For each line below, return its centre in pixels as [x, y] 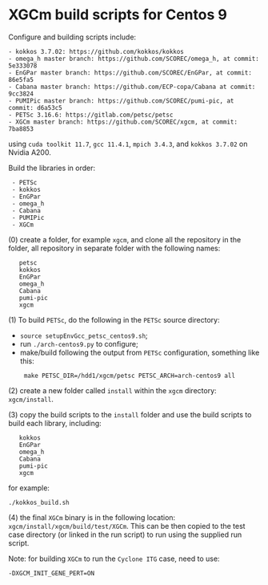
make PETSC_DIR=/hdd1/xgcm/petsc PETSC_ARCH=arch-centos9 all [130, 376]
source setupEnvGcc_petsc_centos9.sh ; [84, 335]
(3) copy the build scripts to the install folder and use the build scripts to [130, 414]
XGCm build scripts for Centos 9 [118, 15]
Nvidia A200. [30, 152]
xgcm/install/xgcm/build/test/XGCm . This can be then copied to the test [127, 526]
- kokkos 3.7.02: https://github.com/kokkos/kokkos [96, 51]
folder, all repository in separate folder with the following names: [114, 248]
